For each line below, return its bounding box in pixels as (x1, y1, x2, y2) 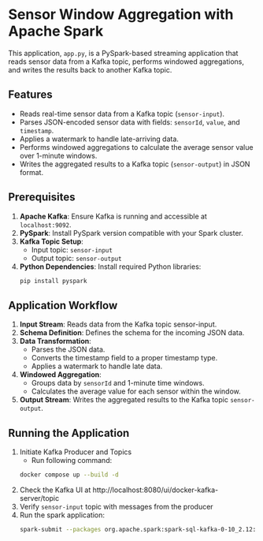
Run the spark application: (19, 510, 105, 520)
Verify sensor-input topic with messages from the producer (19, 502, 214, 511)
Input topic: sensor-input (31, 244, 113, 254)
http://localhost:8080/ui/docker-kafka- (92, 485, 219, 494)
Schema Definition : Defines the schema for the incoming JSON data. (19, 328, 245, 338)
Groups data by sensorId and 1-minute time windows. (31, 379, 205, 388)
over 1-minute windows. (19, 151, 98, 160)
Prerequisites (8, 191, 76, 204)
